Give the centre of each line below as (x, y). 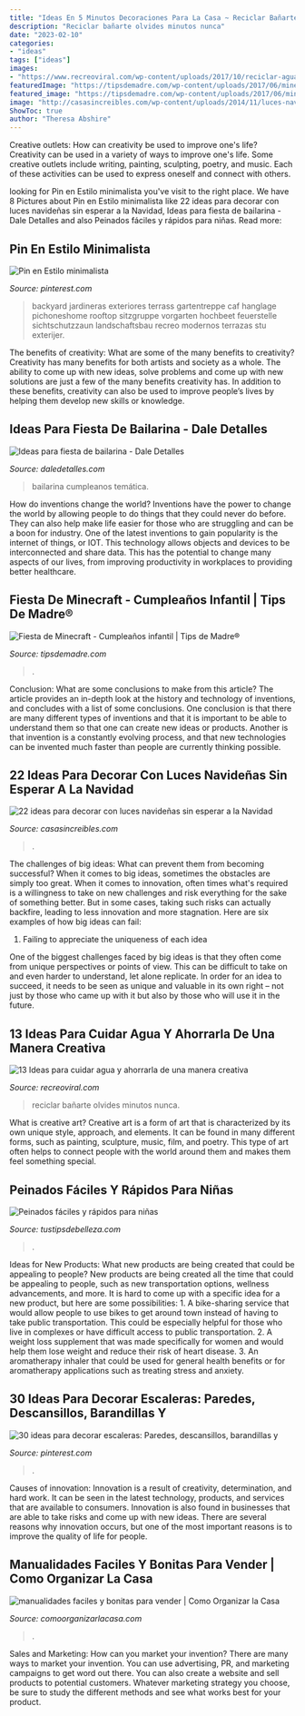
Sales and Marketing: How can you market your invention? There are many (149, 1653)
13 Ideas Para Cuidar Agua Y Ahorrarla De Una (142, 1034)
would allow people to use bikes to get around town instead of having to (144, 1312)
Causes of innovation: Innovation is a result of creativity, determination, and (151, 1488)
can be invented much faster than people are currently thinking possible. (145, 746)
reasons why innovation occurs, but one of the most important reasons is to (151, 1526)
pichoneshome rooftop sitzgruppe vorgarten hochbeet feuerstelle (154, 315)
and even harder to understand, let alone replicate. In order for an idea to (146, 976)
